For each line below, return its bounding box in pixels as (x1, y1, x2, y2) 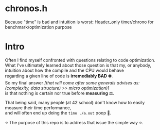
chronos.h (5, 3, 48, 14)
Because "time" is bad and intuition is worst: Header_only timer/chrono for (5, 19, 154, 25)
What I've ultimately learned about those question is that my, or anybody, (5, 62, 152, 68)
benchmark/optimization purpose (5, 24, 72, 30)
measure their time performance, (5, 105, 71, 111)
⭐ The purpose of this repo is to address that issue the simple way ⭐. (5, 119, 143, 125)
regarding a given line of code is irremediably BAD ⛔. (5, 73, 113, 79)
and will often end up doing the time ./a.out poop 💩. (5, 110, 111, 115)
